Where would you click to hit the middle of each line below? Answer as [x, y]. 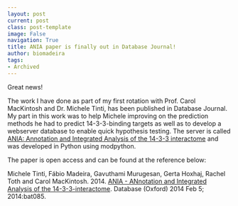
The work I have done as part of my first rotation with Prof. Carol [102, 101]
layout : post [27, 14]
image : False [27, 34]
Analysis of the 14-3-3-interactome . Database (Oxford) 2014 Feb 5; [106, 188]
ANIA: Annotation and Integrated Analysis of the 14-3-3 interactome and [113, 139]
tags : [15, 60]
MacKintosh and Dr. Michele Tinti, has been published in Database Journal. [117, 108]
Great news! [25, 87]
